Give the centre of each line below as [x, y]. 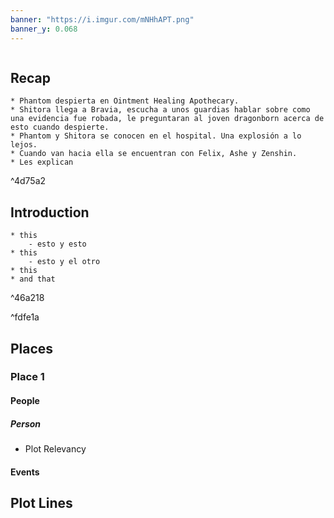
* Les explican [42, 162]
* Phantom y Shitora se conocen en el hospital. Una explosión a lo [156, 136]
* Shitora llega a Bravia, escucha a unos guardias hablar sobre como [160, 110]
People [25, 401]
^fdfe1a [25, 317]
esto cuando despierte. [60, 127]
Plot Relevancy [55, 449]
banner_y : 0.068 [44, 29]
